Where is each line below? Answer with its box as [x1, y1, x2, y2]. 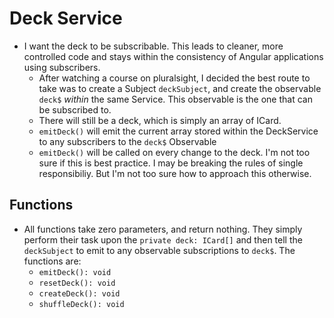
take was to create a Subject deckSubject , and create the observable [38, 82, 322, 94]
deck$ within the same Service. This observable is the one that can [38, 93, 313, 105]
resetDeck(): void [38, 278, 116, 288]
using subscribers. [23, 61, 101, 73]
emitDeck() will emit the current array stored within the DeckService [38, 125, 319, 137]
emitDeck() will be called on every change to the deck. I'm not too [38, 146, 311, 158]
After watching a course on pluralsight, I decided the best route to [38, 72, 311, 84]
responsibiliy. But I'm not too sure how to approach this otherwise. [38, 167, 312, 179]
